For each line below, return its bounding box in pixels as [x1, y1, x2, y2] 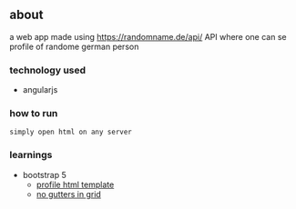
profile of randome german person [9, 41, 139, 52]
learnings [9, 149, 53, 162]
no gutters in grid [36, 188, 102, 199]
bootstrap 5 [22, 169, 66, 180]
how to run [9, 107, 58, 120]
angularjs [22, 85, 58, 95]
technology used [9, 64, 87, 76]
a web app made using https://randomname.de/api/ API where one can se [9, 31, 287, 42]
